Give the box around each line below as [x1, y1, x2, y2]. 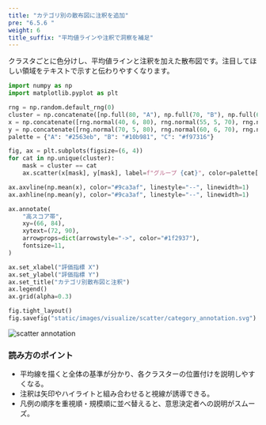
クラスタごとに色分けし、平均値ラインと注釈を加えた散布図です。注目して [8, 56, 250, 66]
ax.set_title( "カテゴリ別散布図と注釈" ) [8, 278, 131, 286]
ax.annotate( [8, 205, 51, 213]
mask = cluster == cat [22, 162, 97, 170]
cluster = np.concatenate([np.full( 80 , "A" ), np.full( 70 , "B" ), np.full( [8, 111, 257, 118]
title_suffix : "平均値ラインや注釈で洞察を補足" [8, 33, 154, 42]
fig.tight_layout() [8, 307, 73, 315]
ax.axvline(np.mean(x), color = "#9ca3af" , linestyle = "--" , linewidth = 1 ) [8, 183, 249, 191]
